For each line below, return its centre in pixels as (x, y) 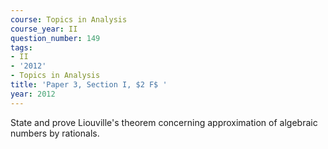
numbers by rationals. (55, 133)
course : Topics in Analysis (69, 19)
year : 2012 (33, 94)
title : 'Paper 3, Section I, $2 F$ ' (89, 85)
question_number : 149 (55, 38)
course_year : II (44, 29)
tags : (21, 47)
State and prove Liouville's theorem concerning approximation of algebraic (164, 122)
